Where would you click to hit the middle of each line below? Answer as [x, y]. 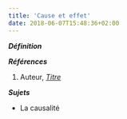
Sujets [19, 92]
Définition [25, 46]
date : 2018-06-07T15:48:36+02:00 [64, 23]
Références [28, 61]
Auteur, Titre [40, 77]
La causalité [40, 108]
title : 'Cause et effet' [50, 16]
